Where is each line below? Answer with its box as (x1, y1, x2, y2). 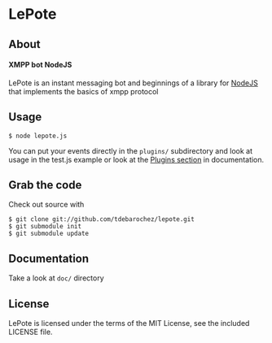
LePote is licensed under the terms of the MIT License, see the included (8, 319, 250, 328)
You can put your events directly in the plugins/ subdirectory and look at (8, 145, 252, 155)
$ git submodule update (8, 229, 90, 238)
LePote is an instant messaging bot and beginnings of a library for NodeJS (8, 78, 258, 88)
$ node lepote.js (8, 132, 68, 140)
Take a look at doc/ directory (8, 273, 104, 283)
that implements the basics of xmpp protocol (8, 86, 159, 96)
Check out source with (8, 200, 85, 210)
